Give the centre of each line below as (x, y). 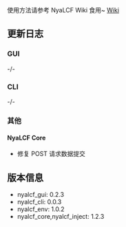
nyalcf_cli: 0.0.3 (39, 202)
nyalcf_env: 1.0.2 (41, 209)
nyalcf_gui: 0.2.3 (40, 194)
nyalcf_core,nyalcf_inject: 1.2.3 (61, 216)
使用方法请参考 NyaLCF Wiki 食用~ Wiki (63, 10)
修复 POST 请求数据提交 (51, 154)
